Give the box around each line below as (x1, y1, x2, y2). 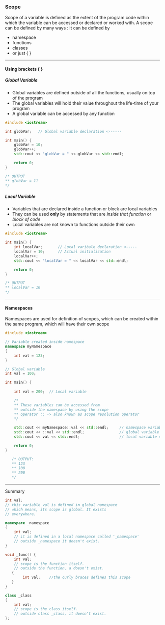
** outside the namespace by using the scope (14, 407, 109, 412)
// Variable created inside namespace (5, 340, 84, 344)
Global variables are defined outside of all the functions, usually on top (12, 89, 156, 95)
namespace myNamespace (5, 344, 52, 349)
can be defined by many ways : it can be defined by (5, 25, 110, 31)
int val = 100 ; (5, 371, 36, 376)
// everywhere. (5, 511, 36, 516)
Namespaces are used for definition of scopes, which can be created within (5, 316, 159, 322)
